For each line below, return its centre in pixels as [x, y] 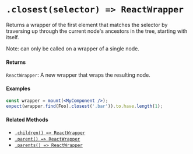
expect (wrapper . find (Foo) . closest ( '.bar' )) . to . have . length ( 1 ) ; [85, 107]
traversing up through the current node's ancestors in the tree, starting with [97, 31]
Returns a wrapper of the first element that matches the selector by [87, 25]
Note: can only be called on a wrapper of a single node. [73, 49]
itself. [13, 37]
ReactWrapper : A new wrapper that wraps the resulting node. [78, 75]
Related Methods [27, 119]
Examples [18, 88]
